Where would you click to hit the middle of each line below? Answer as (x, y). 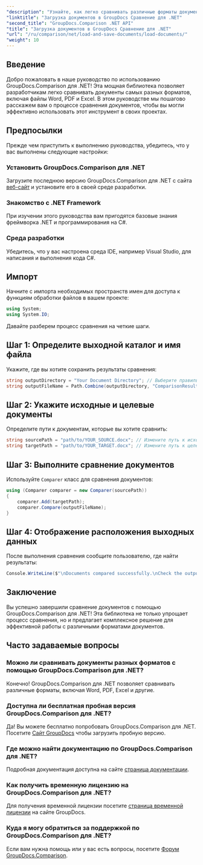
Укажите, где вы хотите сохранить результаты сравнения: (82, 369)
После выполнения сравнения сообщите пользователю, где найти (92, 556)
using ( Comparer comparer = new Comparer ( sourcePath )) (77, 491)
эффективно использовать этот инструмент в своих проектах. (87, 111)
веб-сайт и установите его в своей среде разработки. (76, 187)
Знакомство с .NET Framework (54, 203)
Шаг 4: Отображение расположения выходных (100, 532)
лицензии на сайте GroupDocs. (46, 812)
